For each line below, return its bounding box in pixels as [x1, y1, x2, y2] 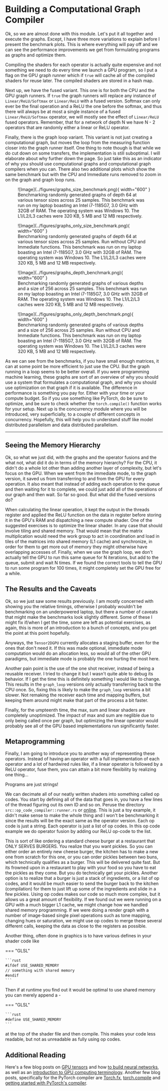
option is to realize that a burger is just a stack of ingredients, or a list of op [5, 875, 159, 881]
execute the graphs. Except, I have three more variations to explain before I [5, 36, 160, 42]
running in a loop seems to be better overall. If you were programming [5, 369, 149, 375]
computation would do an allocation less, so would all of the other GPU [5, 650, 151, 656]
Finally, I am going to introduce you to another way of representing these [5, 750, 155, 756]
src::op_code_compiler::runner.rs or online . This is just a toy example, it [5, 807, 156, 813]
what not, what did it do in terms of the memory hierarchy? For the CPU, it [5, 459, 157, 466]
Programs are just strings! [5, 781, 58, 787]
